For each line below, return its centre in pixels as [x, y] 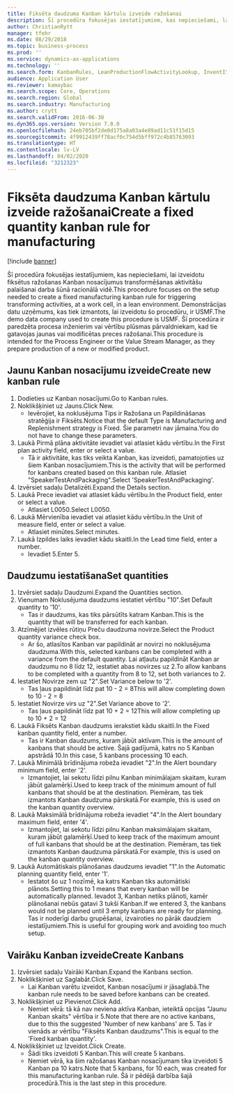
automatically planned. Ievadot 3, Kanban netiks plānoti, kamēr [118, 896]
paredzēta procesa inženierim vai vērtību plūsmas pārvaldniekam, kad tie [112, 326]
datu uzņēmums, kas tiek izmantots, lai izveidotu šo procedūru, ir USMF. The [116, 312]
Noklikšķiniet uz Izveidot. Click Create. [71, 1046]
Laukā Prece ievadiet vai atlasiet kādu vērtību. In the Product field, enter [120, 494]
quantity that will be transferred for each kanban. [98, 622]
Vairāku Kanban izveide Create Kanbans [96, 955]
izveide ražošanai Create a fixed [101, 212]
